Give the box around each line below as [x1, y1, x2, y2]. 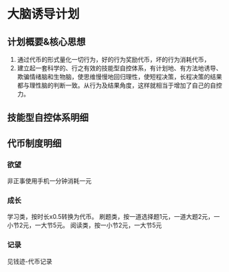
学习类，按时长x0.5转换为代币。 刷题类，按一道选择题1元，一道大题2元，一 [7, 213, 220, 221]
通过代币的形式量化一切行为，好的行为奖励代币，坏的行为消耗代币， [17, 56, 210, 63]
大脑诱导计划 [7, 6, 80, 22]
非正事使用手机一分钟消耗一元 [7, 177, 91, 185]
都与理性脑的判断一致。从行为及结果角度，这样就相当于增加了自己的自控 [17, 81, 222, 90]
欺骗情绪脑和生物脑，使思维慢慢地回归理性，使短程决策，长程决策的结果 [17, 73, 222, 81]
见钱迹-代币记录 [7, 257, 53, 265]
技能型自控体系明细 [7, 112, 89, 124]
